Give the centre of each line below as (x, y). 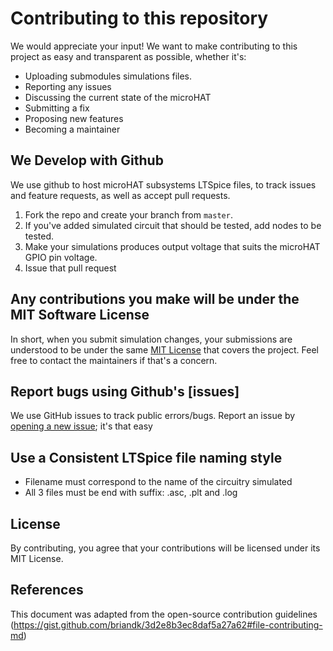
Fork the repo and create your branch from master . (128, 214)
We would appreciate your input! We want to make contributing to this (154, 46)
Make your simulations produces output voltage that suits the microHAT (172, 246)
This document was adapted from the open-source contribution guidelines (164, 614)
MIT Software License (80, 315)
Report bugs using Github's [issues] (125, 391)
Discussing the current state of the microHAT (118, 97)
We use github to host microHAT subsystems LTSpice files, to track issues (163, 184)
